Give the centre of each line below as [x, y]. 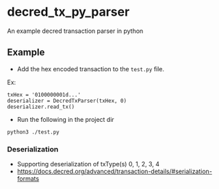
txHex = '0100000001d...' [44, 94]
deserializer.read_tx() [41, 107]
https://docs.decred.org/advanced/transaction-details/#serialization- [114, 171]
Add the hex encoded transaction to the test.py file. [91, 68]
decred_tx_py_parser [68, 12]
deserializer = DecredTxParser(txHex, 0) [67, 101]
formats [28, 179]
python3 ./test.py [33, 132]
